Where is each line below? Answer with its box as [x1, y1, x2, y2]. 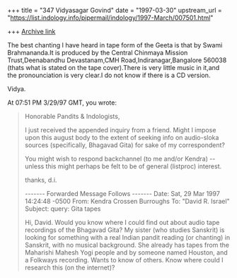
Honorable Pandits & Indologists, [24, 112, 120, 120]
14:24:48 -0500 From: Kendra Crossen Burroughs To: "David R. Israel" [24, 197, 230, 205]
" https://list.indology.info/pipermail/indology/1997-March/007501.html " [7, 13, 214, 22]
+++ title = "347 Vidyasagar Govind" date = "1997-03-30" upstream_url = [7, 6, 222, 14]
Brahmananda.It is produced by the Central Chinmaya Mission [7, 49, 188, 57]
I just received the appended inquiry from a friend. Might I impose [24, 126, 216, 134]
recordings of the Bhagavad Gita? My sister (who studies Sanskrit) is [24, 226, 225, 234]
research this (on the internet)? [24, 263, 115, 272]
